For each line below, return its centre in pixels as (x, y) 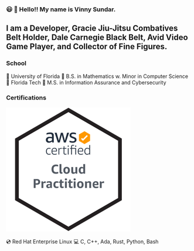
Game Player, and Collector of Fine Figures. (87, 47)
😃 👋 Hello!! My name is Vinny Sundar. (61, 9)
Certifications (26, 97)
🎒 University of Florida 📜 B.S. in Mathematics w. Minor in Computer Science (97, 76)
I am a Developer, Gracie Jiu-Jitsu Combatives (92, 28)
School (16, 63)
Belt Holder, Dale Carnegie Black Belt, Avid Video (97, 38)
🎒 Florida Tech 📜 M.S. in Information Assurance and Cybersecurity (86, 82)
